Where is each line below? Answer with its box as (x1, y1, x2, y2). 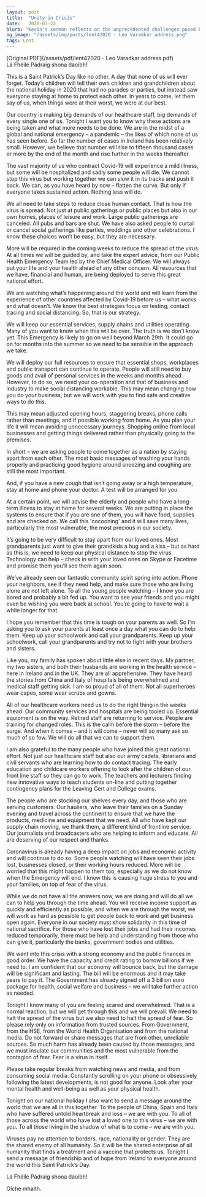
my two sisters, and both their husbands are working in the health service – (6, 663, 197, 670)
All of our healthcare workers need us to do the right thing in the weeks (6, 701, 186, 708)
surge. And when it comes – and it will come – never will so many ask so (6, 727, 188, 735)
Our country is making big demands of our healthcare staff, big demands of (6, 111, 197, 118)
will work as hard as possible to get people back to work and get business (6, 912, 194, 919)
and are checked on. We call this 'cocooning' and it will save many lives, (6, 518, 189, 524)
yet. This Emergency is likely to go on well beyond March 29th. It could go (6, 334, 193, 341)
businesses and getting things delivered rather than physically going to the (6, 430, 195, 437)
